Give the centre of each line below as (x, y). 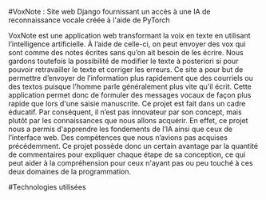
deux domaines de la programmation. (70, 172)
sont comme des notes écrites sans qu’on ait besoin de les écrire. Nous (126, 52)
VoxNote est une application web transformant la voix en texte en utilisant (129, 36)
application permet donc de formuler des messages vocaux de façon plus (130, 95)
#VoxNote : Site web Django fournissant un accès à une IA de (109, 12)
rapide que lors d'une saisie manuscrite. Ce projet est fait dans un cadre (127, 104)
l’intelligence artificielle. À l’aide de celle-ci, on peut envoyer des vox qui (127, 44)
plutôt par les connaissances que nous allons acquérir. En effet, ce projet (128, 120)
